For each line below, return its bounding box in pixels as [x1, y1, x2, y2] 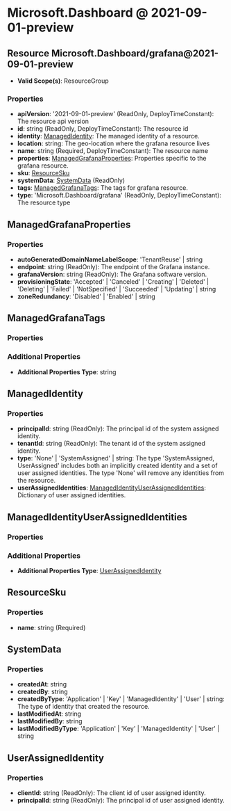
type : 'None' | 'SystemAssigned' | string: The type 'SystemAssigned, [17, 454, 215, 463]
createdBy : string [17, 687, 68, 696]
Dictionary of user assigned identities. [17, 491, 126, 499]
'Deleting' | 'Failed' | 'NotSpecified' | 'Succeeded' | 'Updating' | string [17, 284, 216, 293]
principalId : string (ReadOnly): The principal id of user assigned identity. [17, 796, 225, 804]
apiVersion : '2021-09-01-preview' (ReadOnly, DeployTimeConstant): [17, 110, 214, 118]
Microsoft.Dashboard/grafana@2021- [51, 47, 219, 59]
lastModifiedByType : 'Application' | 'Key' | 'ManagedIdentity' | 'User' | [17, 725, 220, 733]
